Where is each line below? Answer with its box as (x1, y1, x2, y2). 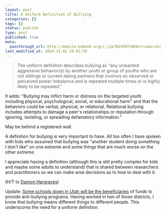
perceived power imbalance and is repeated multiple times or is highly (17, 78, 161, 84)
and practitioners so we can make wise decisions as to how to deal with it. (5, 169, 157, 175)
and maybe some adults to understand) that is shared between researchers (5, 164, 159, 170)
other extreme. (5, 149, 36, 155)
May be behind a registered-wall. (5, 123, 73, 129)
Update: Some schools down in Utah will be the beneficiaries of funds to (5, 188, 153, 194)
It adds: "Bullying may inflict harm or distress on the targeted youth (5, 93, 142, 99)
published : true (5, 35, 39, 40)
